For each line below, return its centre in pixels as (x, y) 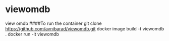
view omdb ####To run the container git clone (53, 23)
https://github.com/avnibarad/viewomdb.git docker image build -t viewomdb (85, 28)
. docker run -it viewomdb (32, 34)
